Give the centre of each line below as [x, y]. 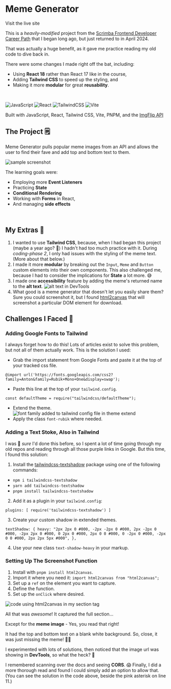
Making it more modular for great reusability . [61, 85]
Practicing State [30, 187]
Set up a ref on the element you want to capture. [64, 583]
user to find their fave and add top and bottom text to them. [68, 152]
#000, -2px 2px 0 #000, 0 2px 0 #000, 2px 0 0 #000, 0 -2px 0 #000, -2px [86, 534]
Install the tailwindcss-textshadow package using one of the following [86, 464]
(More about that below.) [39, 259]
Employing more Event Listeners [48, 182]
